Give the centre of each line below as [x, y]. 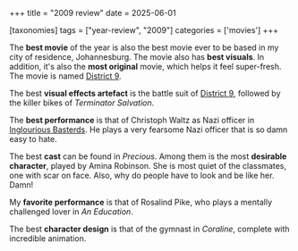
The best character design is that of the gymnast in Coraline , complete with [149, 229]
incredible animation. [48, 238]
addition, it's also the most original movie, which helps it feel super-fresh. [145, 67]
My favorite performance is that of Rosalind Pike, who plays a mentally [141, 202]
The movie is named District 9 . [66, 76]
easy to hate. [33, 139]
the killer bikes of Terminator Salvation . [82, 103]
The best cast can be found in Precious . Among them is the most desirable [148, 156]
